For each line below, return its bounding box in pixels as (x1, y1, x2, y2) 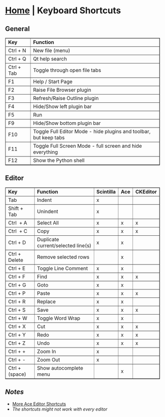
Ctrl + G (8, 281, 26, 288)
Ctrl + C (8, 227, 28, 234)
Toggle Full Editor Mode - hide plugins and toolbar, (33, 128, 151, 135)
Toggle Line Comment (37, 265, 88, 272)
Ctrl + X (8, 323, 26, 330)
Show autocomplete (37, 364, 83, 371)
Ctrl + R (8, 298, 26, 305)
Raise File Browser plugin (33, 87, 92, 93)
